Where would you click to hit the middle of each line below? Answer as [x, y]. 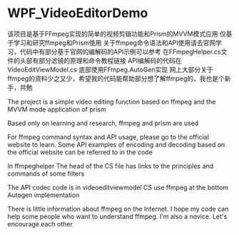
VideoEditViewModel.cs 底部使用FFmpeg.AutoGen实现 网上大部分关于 [111, 69]
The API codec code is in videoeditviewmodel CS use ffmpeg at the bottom [118, 187]
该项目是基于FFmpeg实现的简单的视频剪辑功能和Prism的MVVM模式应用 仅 [117, 34]
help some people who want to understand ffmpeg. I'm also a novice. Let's [117, 216]
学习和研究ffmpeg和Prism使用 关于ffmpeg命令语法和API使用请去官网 [115, 42]
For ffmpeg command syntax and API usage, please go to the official [108, 136]
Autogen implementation [44, 195]
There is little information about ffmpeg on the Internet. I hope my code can [118, 209]
